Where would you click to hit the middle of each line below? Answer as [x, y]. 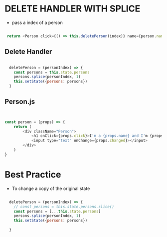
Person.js [20, 102]
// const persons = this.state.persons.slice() [64, 206]
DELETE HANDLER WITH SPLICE [73, 9]
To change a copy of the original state [51, 188]
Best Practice [33, 174]
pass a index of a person [37, 22]
